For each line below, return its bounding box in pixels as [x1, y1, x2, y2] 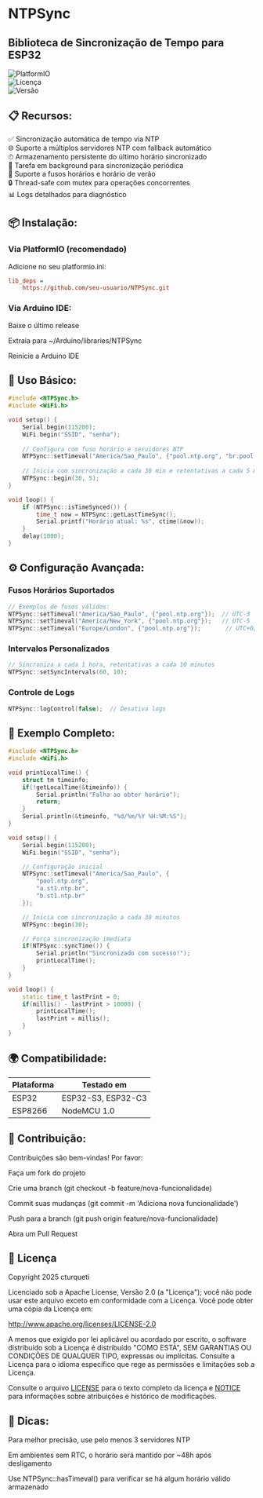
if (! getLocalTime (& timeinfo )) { [22, 783, 128, 791]
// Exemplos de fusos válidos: [8, 602, 110, 611]
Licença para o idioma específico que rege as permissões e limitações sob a [8, 1360, 255, 1369]
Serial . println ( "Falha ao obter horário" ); [36, 791, 180, 798]
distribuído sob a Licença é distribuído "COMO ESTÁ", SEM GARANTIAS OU [8, 1343, 252, 1353]
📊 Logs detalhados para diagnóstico [8, 189, 127, 199]
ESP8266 [12, 1105, 48, 1116]
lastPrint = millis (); [36, 1014, 110, 1023]
